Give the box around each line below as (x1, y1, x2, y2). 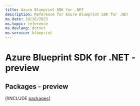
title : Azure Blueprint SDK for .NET (5, 7, 84, 12)
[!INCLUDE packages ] (5, 96, 50, 101)
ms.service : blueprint (5, 30, 52, 35)
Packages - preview (5, 82, 68, 91)
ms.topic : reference (5, 21, 48, 26)
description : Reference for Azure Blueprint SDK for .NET (5, 12, 128, 17)
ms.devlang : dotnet (5, 26, 46, 31)
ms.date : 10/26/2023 (5, 16, 48, 21)
